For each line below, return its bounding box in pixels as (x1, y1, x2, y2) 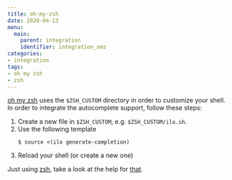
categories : (7, 51, 43, 58)
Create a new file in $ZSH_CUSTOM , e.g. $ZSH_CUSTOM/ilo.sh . (17, 117, 187, 126)
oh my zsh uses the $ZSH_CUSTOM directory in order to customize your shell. (7, 96, 226, 105)
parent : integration (20, 37, 81, 44)
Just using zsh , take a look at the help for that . (7, 165, 144, 174)
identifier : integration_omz (20, 43, 107, 51)
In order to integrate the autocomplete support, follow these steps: (7, 104, 203, 112)
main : (14, 30, 31, 38)
